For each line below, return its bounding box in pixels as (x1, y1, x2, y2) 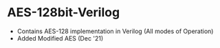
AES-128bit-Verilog (7, 5, 120, 20)
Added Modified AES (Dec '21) (16, 34, 104, 42)
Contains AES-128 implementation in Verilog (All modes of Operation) (16, 27, 214, 35)
